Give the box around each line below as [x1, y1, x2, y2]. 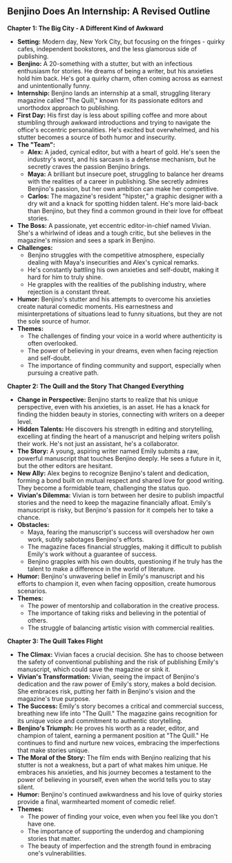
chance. [17, 513, 41, 522]
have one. [27, 819, 57, 828]
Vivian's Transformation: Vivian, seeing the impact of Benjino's [17, 672, 200, 681]
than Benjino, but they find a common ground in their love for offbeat [27, 206, 223, 215]
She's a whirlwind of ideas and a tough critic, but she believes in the [17, 229, 212, 237]
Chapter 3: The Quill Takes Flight [7, 637, 104, 645]
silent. [17, 783, 35, 791]
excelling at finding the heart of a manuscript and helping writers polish [17, 432, 220, 441]
